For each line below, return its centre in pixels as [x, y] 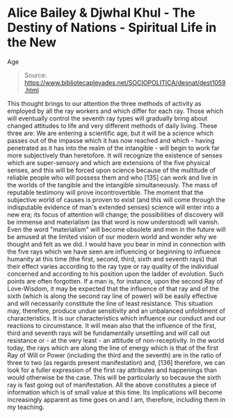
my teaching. [26, 407]
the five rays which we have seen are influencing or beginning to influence [114, 251]
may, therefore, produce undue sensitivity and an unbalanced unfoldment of [116, 311]
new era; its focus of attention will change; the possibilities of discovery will [115, 215]
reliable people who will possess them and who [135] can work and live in [112, 177]
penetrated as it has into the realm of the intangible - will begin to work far [114, 148]
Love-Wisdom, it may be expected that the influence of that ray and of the [113, 288]
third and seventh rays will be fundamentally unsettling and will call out [109, 333]
